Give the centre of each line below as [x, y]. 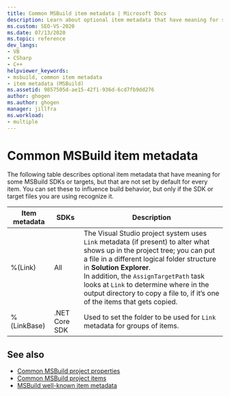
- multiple [23, 122]
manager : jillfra [32, 109]
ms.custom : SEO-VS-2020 [41, 26]
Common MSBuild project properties [68, 371]
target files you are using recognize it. [61, 197]
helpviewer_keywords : [38, 71]
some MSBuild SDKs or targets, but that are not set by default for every [107, 182]
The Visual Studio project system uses [145, 234]
